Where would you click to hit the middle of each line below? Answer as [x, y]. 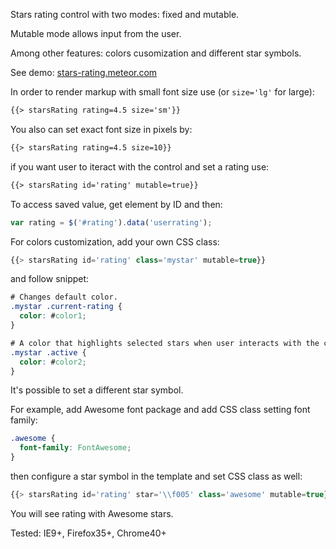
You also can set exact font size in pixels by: [101, 129]
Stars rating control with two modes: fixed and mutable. [125, 14]
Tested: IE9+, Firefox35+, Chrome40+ [88, 533]
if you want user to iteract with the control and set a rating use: [140, 166]
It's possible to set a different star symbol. [97, 390]
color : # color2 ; [53, 362]
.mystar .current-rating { [66, 307]
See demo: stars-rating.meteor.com [84, 72]
